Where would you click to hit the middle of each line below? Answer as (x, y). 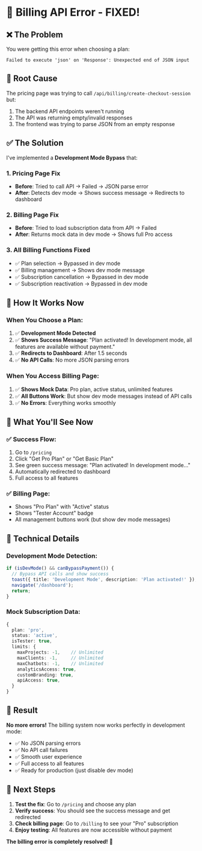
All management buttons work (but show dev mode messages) (93, 520)
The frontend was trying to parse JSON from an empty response (95, 124)
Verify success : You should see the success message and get (92, 811)
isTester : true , (32, 641)
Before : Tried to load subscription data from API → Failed (86, 228)
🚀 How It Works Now (45, 303)
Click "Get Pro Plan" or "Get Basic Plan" (64, 459)
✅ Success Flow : (32, 439)
